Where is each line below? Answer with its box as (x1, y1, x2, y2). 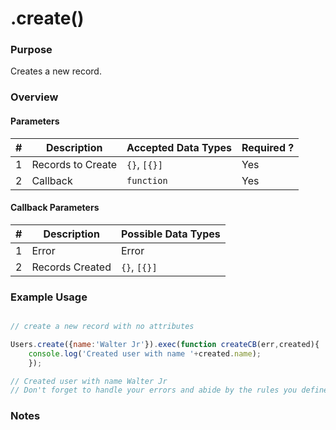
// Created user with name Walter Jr (10, 376, 168, 386)
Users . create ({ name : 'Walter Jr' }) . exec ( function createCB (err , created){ (10, 339, 320, 349)
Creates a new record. (10, 65, 102, 77)
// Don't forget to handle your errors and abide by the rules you (10, 385, 298, 396)
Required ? (241, 140, 295, 154)
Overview (10, 90, 59, 104)
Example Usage (10, 290, 88, 304)
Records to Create (31, 157, 118, 171)
